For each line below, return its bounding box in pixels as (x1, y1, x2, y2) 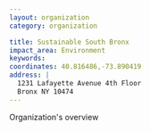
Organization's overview (9, 111, 99, 122)
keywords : (9, 54, 46, 63)
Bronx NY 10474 (17, 86, 74, 96)
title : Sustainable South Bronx (9, 37, 129, 46)
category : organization (9, 21, 98, 30)
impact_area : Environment (9, 45, 105, 54)
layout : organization (9, 12, 90, 22)
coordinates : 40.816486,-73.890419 (9, 62, 142, 71)
